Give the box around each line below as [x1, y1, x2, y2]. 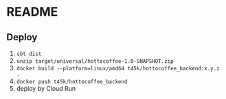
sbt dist [16, 51, 42, 57]
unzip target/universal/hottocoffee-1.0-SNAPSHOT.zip [16, 58, 174, 65]
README [6, 4, 58, 20]
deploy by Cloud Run [16, 85, 76, 92]
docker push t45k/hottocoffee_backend [16, 79, 128, 85]
